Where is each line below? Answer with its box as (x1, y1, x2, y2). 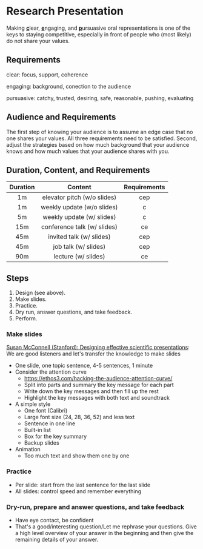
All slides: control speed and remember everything (15, 487, 142, 495)
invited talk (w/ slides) (48, 232, 111, 241)
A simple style (15, 400, 51, 408)
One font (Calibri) (24, 407, 68, 414)
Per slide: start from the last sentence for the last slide (15, 481, 150, 488)
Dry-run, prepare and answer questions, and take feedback (6, 502, 185, 511)
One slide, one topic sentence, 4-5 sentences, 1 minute (15, 362, 153, 369)
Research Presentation (6, 4, 124, 18)
